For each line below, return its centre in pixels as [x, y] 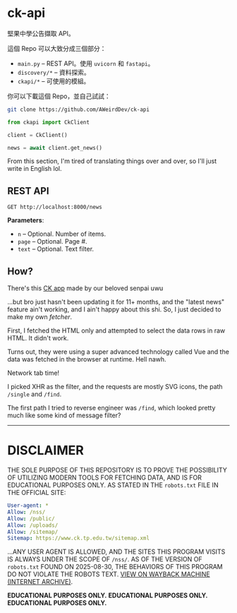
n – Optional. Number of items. [62, 234]
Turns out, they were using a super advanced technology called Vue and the [118, 352]
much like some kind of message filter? [64, 415]
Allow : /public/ [31, 518]
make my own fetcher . [40, 317]
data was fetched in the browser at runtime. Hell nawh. [87, 359]
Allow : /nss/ [26, 512]
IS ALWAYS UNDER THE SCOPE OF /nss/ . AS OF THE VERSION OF [105, 559]
